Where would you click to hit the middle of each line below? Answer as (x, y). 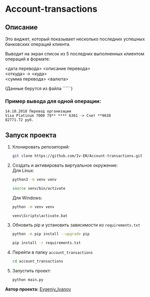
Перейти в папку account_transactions (53, 252)
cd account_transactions (38, 262)
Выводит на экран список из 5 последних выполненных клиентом (75, 54)
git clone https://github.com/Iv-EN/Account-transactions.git (77, 156)
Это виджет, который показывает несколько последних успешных (75, 39)
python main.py (28, 280)
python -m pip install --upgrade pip (51, 234)
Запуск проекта (31, 135)
